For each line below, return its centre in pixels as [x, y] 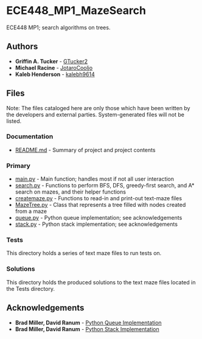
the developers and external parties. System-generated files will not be [95, 114]
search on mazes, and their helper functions [71, 192]
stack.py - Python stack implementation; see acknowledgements [96, 224]
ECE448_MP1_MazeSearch [76, 11]
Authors [22, 47]
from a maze [31, 211]
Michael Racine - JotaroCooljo [54, 68]
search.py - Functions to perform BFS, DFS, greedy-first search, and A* [105, 186]
